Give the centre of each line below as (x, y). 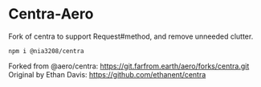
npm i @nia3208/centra (46, 51)
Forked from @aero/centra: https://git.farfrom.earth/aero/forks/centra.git (129, 66)
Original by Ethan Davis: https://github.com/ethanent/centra (107, 74)
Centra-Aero (51, 14)
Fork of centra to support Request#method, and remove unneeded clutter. (131, 36)
